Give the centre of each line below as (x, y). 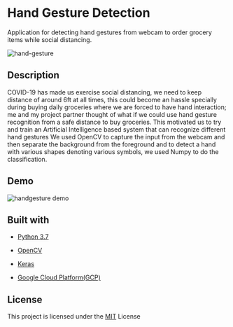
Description (33, 75)
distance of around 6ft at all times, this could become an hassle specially (112, 99)
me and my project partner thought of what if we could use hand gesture (112, 114)
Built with (28, 220)
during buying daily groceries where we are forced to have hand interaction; (117, 107)
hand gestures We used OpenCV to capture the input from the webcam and (116, 137)
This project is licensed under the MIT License (74, 316)
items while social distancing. (50, 39)
